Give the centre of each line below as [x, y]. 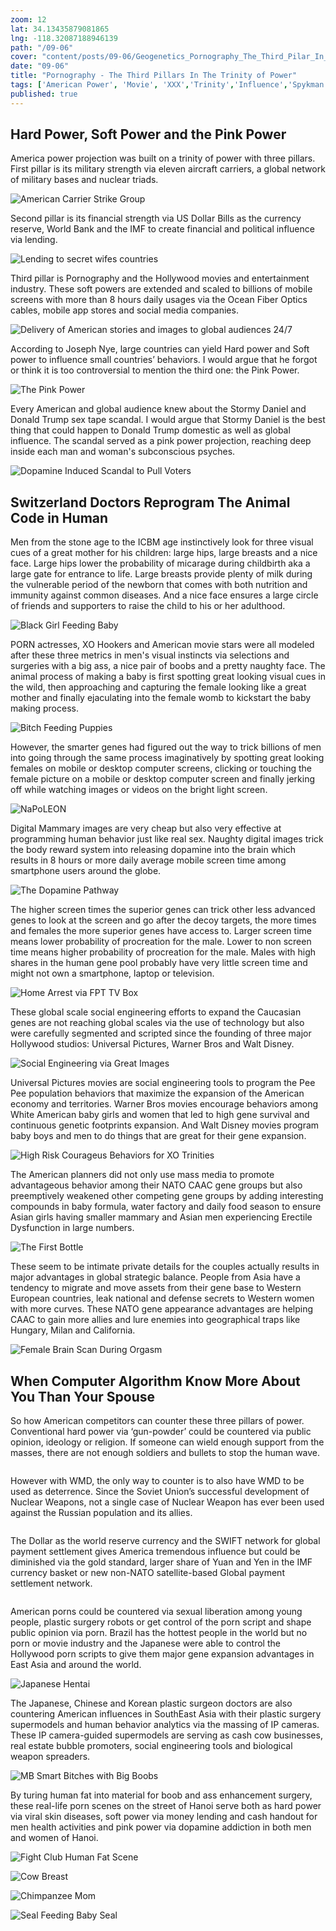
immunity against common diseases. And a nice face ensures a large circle [164, 595]
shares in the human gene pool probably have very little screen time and [159, 963]
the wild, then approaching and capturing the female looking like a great [158, 687]
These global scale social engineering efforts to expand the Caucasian [156, 1012]
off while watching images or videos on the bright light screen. [139, 790]
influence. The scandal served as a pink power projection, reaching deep [161, 441]
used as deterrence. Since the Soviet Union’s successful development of [160, 1492]
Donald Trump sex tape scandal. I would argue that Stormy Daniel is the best [168, 420]
